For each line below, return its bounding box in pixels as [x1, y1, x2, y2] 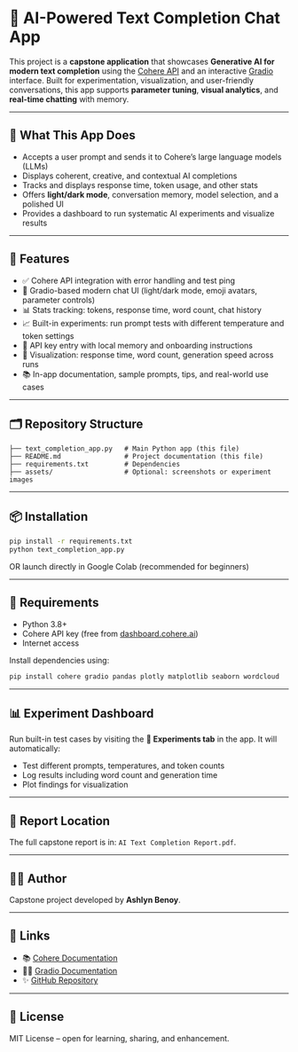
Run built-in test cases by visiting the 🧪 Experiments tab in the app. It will [9, 734, 278, 744]
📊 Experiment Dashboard [9, 706, 154, 721]
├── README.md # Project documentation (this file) [9, 452, 264, 461]
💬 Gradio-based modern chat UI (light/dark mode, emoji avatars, [21, 285, 258, 295]
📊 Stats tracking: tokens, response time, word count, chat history [21, 304, 262, 315]
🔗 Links [9, 929, 51, 944]
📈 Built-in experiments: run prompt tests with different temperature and [21, 318, 285, 328]
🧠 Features [9, 252, 70, 267]
